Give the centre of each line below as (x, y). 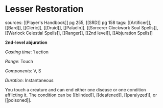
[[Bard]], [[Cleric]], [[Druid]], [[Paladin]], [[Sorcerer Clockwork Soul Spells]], (81, 27)
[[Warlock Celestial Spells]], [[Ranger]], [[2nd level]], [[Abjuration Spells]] (79, 33)
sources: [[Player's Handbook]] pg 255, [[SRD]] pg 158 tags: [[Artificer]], (78, 22)
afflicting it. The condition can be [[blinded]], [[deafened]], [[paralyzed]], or (81, 95)
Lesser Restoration (44, 9)
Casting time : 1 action (27, 52)
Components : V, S (23, 71)
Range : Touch (19, 61)
